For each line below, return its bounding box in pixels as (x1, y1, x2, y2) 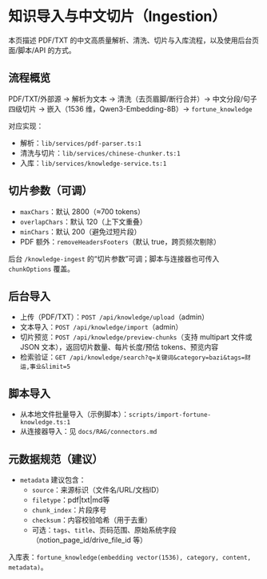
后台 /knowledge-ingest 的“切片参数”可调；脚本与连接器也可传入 (8, 253, 220, 263)
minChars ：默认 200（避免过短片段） (19, 226, 141, 237)
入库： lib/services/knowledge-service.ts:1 (19, 158, 167, 168)
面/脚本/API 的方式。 (8, 45, 76, 55)
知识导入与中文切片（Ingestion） (8, 7, 226, 26)
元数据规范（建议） (8, 452, 103, 466)
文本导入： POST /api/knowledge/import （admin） (19, 322, 183, 332)
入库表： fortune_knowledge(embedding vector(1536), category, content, (8, 553, 252, 561)
